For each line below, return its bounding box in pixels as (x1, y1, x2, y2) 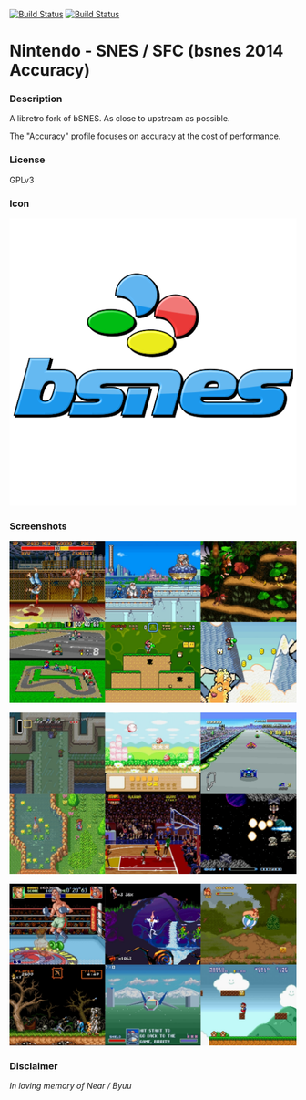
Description (9, 92, 63, 105)
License (9, 153, 46, 166)
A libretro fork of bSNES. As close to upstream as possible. (9, 113, 230, 124)
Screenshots (9, 520, 67, 533)
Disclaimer (9, 1059, 58, 1072)
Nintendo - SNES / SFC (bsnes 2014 (9, 41, 284, 61)
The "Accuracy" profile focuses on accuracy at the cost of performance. (9, 130, 281, 141)
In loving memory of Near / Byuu (9, 1081, 132, 1092)
